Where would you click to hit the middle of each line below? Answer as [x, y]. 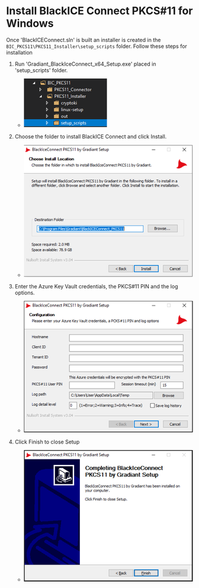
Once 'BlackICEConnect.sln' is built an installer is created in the [84, 40]
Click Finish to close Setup [47, 442]
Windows [30, 23]
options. [25, 293]
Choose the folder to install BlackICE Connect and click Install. [91, 136]
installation [19, 52]
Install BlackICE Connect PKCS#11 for [99, 11]
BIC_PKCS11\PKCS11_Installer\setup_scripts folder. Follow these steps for [97, 46]
